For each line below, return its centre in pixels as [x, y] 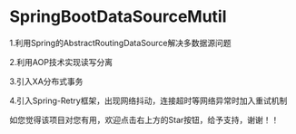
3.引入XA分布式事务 [46, 81]
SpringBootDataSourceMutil [118, 17]
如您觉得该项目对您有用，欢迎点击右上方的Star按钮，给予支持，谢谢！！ [144, 120]
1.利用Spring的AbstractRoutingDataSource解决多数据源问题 [120, 43]
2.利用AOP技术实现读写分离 [61, 62]
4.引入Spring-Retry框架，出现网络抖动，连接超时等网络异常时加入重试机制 [148, 100]
